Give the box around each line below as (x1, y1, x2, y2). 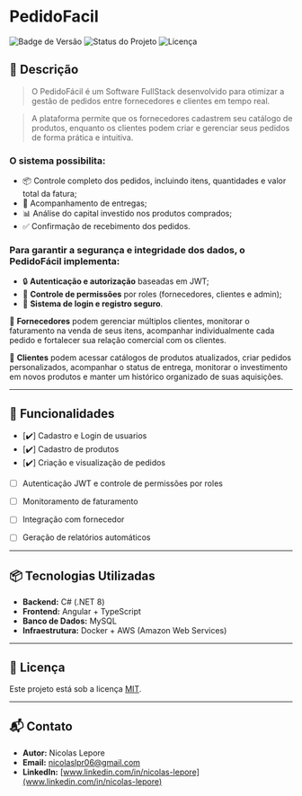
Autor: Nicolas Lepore (22, 747, 106, 758)
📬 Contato (9, 719, 74, 734)
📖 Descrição (9, 62, 79, 77)
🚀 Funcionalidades (9, 406, 115, 421)
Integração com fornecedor (22, 514, 125, 525)
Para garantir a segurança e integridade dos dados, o (9, 243, 245, 256)
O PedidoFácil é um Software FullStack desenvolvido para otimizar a (31, 85, 285, 96)
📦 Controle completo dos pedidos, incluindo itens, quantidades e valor (22, 175, 287, 186)
